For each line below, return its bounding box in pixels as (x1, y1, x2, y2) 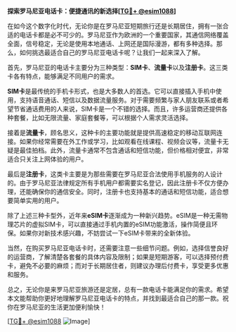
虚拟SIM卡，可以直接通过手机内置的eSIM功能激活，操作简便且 (31, 220, 212, 228)
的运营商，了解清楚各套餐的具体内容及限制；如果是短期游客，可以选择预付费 (7, 253, 229, 261)
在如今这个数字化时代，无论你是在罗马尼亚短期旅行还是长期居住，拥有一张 (7, 22, 223, 30)
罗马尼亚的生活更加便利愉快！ (19, 303, 106, 311)
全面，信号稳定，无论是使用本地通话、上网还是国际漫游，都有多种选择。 (7, 39, 216, 48)
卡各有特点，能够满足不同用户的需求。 (7, 72, 118, 80)
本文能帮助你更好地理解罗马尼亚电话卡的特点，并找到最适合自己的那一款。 (7, 294, 223, 302)
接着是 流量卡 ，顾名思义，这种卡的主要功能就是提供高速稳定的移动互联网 (7, 128, 216, 137)
